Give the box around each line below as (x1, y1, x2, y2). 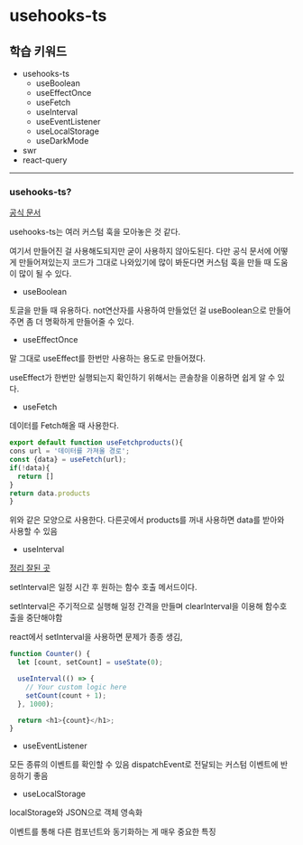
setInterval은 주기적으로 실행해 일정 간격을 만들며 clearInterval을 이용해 (9, 601, 263, 612)
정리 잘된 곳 (9, 562, 51, 574)
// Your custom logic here (25, 682, 127, 691)
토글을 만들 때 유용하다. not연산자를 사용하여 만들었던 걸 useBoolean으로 (9, 305, 268, 316)
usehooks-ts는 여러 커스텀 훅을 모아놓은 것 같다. (9, 227, 181, 238)
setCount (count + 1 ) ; (25, 690, 106, 700)
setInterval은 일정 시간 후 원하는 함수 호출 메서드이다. (9, 582, 197, 593)
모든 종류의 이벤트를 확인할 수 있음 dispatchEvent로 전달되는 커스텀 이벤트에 (9, 759, 279, 770)
